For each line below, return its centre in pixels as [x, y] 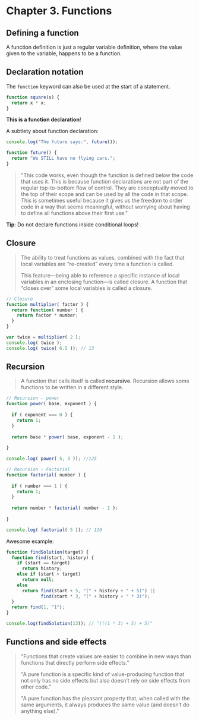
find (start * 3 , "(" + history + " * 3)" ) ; [95, 596]
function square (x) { [33, 97]
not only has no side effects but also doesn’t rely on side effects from [106, 680]
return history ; [42, 569]
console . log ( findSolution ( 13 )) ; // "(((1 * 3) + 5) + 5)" [79, 624]
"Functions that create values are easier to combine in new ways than [106, 656]
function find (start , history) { [53, 558]
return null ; [38, 580]
